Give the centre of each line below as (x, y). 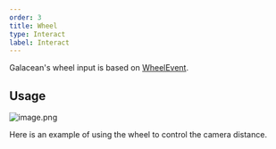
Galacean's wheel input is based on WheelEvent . (99, 68)
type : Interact (38, 34)
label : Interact (39, 42)
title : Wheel (33, 26)
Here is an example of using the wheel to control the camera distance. (138, 135)
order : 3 (25, 17)
